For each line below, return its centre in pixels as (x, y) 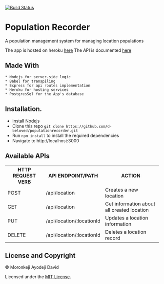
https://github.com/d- (89, 126)
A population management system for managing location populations (74, 41)
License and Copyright (40, 255)
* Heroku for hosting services (37, 90)
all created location (127, 210)
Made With (22, 66)
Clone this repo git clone (38, 126)
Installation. (24, 109)
